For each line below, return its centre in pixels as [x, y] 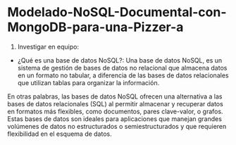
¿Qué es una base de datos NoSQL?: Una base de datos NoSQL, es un [120, 60]
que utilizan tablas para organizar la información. [88, 82]
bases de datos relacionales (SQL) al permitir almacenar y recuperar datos [115, 103]
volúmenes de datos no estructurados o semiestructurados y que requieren [117, 126]
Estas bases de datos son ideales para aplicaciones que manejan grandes [114, 119]
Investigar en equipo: [48, 46]
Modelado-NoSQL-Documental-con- [117, 12]
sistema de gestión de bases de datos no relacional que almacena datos [122, 68]
